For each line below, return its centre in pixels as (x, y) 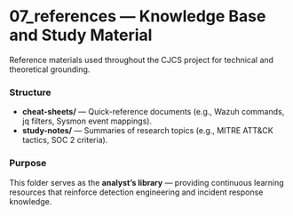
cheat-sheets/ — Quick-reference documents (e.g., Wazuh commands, (153, 112)
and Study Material (81, 35)
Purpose (28, 164)
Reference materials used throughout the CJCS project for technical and (141, 60)
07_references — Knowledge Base (138, 16)
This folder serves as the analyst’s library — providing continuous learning (146, 182)
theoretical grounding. (50, 69)
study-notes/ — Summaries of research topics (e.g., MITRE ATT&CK (147, 131)
